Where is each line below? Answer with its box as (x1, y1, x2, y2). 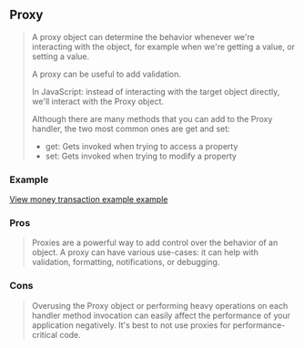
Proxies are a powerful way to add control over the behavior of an (31, 237, 279, 249)
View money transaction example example (9, 194, 168, 205)
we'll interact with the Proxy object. (31, 96, 165, 107)
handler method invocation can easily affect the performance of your (31, 310, 291, 321)
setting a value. (31, 50, 90, 62)
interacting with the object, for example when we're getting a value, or (31, 41, 296, 52)
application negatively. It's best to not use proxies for (31, 319, 231, 331)
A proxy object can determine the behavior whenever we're (31, 31, 255, 42)
